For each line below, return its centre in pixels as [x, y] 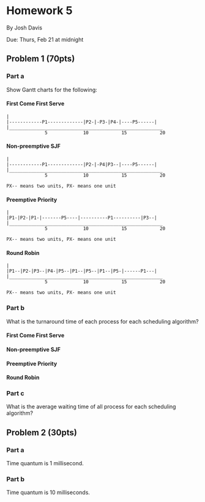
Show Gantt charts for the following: [52, 89]
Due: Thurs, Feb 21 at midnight [45, 39]
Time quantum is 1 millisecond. [45, 463]
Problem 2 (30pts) [42, 432]
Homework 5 [39, 11]
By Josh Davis [24, 28]
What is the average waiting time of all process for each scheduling [91, 407]
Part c [15, 394]
